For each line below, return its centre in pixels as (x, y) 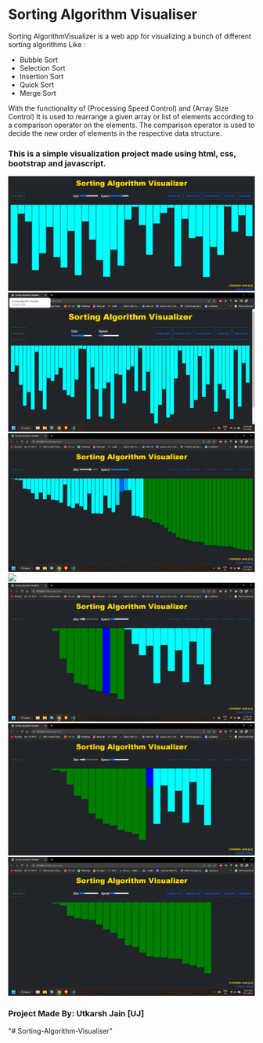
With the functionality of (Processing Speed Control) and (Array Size (119, 108)
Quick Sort (37, 85)
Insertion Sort (41, 76)
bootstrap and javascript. (57, 163)
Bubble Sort (39, 60)
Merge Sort (38, 93)
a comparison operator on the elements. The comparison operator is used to (131, 125)
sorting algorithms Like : (47, 44)
